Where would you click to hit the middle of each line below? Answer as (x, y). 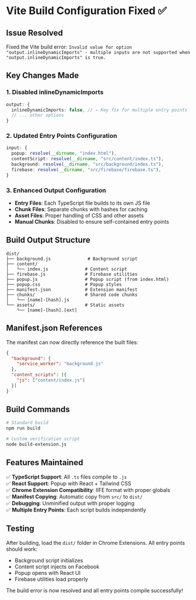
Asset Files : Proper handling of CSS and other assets (79, 216)
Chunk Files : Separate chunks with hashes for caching (81, 209)
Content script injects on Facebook (57, 567)
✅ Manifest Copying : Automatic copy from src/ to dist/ (74, 496)
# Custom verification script (43, 439)
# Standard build (27, 423)
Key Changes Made (43, 75)
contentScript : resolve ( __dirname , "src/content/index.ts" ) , (88, 159)
